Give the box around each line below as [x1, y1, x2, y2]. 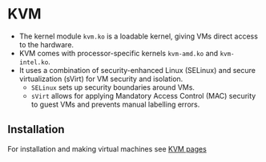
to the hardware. [18, 39, 74, 49]
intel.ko [18, 58, 49, 67]
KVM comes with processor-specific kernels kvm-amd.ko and [18, 48, 219, 58]
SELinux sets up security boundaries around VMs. [30, 82, 195, 92]
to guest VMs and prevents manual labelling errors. [30, 99, 200, 109]
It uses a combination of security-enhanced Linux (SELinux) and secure [18, 65, 256, 75]
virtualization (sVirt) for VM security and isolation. [18, 74, 183, 83]
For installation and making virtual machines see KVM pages [7, 144, 208, 153]
